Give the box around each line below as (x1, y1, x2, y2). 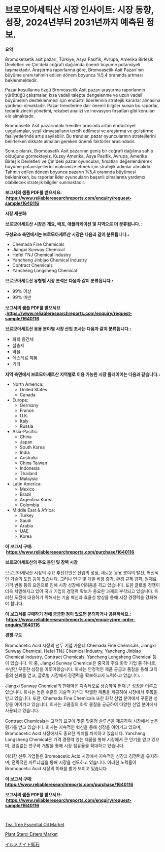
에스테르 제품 (12, 355, 38, 361)
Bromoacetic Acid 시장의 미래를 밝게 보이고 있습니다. (5, 765, 108, 771)
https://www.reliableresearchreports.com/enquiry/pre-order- (6, 616, 136, 622)
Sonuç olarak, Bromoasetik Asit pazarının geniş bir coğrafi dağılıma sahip (5, 148, 154, 153)
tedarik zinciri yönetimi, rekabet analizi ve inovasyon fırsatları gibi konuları (5, 108, 155, 113)
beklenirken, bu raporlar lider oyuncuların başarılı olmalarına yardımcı (5, 174, 146, 180)
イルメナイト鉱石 (5, 841, 40, 847)
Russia (19, 423, 33, 429)
